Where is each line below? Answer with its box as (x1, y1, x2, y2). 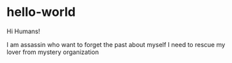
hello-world (6, 4, 76, 20)
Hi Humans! (6, 27, 41, 35)
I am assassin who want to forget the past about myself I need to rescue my (6, 40, 226, 48)
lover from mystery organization (6, 48, 100, 56)
